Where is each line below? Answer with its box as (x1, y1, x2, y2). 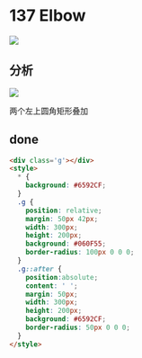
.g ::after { (17, 264, 63, 273)
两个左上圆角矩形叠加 (9, 105, 88, 116)
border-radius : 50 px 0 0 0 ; (25, 323, 130, 333)
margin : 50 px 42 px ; (25, 214, 99, 223)
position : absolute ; (25, 273, 99, 282)
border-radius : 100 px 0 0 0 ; (25, 248, 135, 257)
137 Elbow (9, 5, 86, 26)
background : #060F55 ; (25, 239, 106, 248)
